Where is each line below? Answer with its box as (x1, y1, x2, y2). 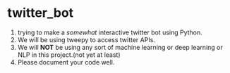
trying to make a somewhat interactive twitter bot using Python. (17, 28, 202, 36)
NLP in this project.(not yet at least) (17, 51, 121, 59)
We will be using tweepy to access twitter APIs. (17, 35, 155, 44)
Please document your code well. (17, 58, 115, 66)
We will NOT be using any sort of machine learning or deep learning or (17, 43, 224, 51)
